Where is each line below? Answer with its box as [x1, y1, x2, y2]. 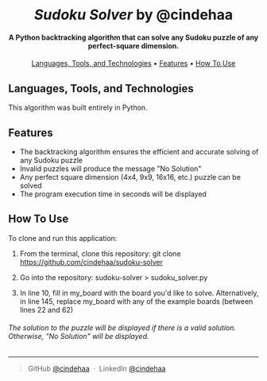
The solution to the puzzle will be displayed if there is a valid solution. [8, 323, 237, 332]
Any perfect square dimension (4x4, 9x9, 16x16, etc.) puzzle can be [19, 173, 241, 182]
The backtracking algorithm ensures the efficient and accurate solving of [19, 147, 259, 157]
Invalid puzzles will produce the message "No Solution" [19, 164, 202, 173]
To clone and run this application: [8, 233, 118, 243]
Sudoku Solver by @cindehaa [34, 6, 233, 24]
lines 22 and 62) [19, 305, 74, 314]
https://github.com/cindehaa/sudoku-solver [19, 257, 163, 266]
